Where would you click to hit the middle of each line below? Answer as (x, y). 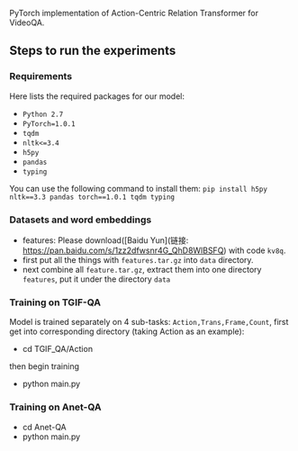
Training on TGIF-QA (55, 302)
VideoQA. (27, 23)
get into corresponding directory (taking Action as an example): (127, 331)
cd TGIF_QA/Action (57, 349)
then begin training (44, 366)
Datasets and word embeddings (81, 220)
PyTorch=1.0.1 (49, 124)
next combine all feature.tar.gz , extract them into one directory (142, 269)
